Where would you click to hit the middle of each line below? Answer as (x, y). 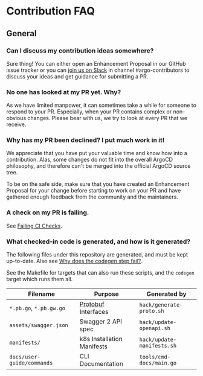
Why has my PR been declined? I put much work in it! (85, 140)
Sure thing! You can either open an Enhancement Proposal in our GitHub (96, 63)
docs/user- (25, 357)
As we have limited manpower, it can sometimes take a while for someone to (101, 105)
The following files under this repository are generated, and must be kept (97, 255)
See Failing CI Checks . (34, 226)
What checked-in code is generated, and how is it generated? (98, 241)
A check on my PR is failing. (48, 212)
